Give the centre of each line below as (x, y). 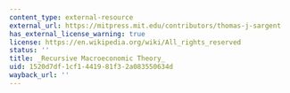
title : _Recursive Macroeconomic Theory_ (87, 58)
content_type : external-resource (71, 17)
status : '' (29, 50)
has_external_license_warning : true (77, 34)
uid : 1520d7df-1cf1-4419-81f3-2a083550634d (91, 67)
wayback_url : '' (39, 75)
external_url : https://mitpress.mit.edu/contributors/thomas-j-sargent (145, 26)
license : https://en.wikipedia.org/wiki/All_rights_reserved (125, 42)
